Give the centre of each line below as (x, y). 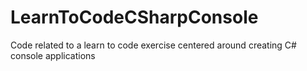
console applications (53, 55)
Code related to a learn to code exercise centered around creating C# (153, 45)
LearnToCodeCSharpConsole (134, 17)
